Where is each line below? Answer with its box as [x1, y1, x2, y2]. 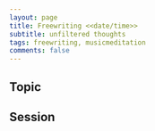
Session [9, 109, 56, 125]
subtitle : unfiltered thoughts [9, 29, 126, 38]
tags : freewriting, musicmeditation [9, 37, 146, 47]
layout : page [9, 12, 58, 22]
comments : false [9, 46, 70, 55]
